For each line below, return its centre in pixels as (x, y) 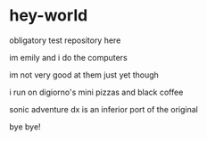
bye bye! (25, 127)
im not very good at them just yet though (84, 75)
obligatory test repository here (65, 40)
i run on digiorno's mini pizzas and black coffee (96, 92)
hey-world (49, 16)
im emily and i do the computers (68, 57)
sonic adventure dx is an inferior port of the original (103, 109)
